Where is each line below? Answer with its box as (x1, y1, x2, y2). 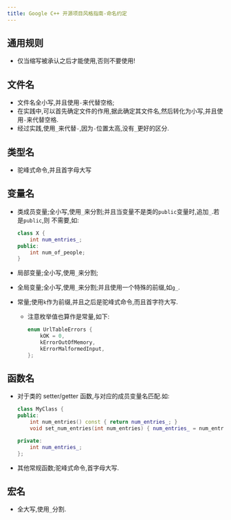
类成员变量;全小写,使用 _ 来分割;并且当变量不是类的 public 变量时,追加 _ (16, 207, 212, 215)
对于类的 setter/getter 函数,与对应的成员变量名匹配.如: (16, 392, 170, 400)
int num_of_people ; (30, 249, 86, 256)
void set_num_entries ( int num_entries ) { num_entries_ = (30, 425, 197, 432)
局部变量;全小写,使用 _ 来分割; (16, 269, 98, 277)
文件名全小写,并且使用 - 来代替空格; (16, 98, 115, 107)
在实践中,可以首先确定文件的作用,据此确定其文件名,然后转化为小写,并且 (16, 107, 217, 116)
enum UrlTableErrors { (27, 326, 93, 334)
